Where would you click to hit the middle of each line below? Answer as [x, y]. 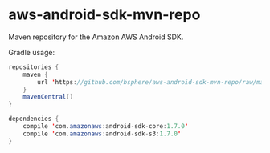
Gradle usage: [31, 52]
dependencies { [34, 119]
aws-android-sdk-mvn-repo [104, 15]
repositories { [34, 67]
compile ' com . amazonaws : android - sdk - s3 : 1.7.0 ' [102, 134]
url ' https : [57, 82]
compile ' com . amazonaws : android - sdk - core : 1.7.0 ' [106, 127]
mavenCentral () [48, 97]
